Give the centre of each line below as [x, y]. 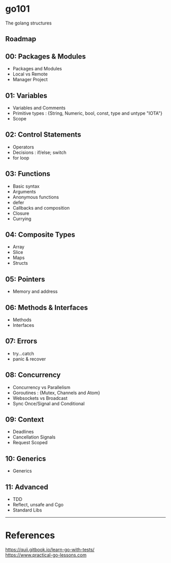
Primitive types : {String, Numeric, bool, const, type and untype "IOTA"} [88, 113]
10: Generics [26, 459]
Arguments [24, 191]
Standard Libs [27, 510]
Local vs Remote [30, 74]
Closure [21, 213]
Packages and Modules [37, 69]
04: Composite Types [40, 234]
